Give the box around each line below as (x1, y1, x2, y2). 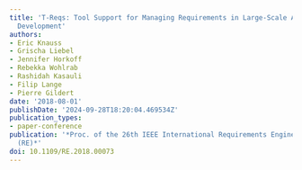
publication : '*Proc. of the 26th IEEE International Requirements (9, 130, 268, 139)
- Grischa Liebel (9, 47, 75, 56)
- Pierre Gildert (9, 88, 75, 97)
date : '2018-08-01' (9, 96, 83, 106)
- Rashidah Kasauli (9, 72, 83, 81)
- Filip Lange (9, 80, 63, 89)
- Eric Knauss (9, 38, 63, 48)
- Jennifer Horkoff (9, 55, 83, 64)
